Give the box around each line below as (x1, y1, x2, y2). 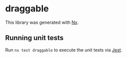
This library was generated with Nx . (5, 19, 79, 25)
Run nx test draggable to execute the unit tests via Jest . (5, 47, 122, 53)
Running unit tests (5, 34, 64, 42)
